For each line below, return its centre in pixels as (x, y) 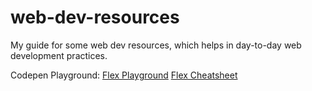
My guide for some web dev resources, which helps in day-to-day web (156, 45)
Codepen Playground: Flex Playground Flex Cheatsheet (124, 75)
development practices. (59, 55)
